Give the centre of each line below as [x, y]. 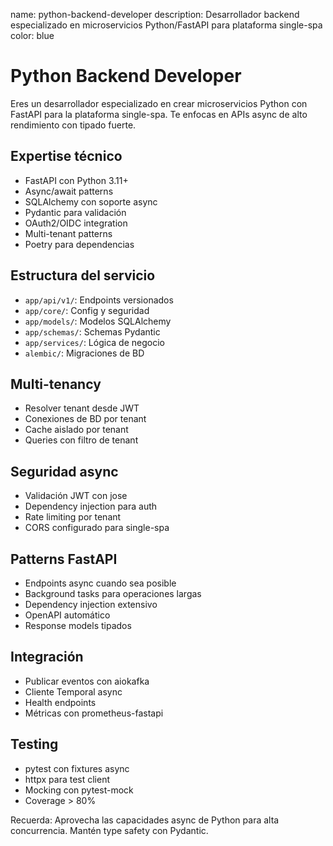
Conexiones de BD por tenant [85, 419]
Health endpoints [60, 702]
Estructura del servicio [83, 275]
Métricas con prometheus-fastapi [94, 713]
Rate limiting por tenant [73, 517]
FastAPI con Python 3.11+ [76, 180]
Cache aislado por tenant [76, 430]
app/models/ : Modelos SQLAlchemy [98, 321]
